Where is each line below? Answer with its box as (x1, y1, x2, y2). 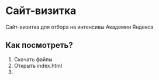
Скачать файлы (13, 55, 53, 62)
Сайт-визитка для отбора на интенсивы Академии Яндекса (5, 23, 154, 30)
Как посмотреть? (5, 40, 74, 50)
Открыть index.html (13, 62, 63, 69)
